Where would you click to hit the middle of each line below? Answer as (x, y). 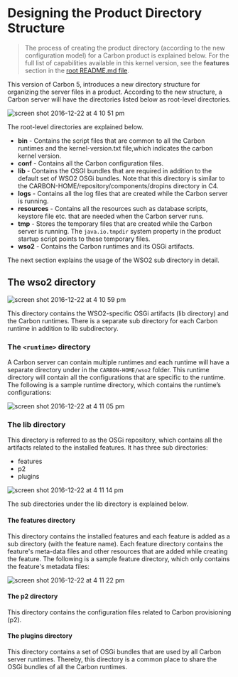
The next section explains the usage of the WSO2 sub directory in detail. (114, 260)
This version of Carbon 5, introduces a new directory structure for (104, 84)
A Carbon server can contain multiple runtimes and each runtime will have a (118, 362)
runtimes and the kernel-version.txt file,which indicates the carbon (115, 148)
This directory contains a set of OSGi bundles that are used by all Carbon (114, 651)
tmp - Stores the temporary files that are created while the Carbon (115, 223)
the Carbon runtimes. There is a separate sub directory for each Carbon (113, 320)
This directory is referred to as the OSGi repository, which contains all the (115, 440)
